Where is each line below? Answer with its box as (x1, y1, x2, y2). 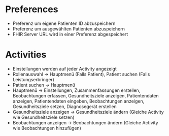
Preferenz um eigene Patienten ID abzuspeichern (12, 20, 116, 26)
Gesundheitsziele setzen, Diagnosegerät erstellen (12, 103, 117, 110)
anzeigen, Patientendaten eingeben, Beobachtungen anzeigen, (12, 98, 145, 104)
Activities (5, 49, 47, 60)
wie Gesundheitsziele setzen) (12, 114, 75, 120)
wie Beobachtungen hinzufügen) (12, 125, 81, 131)
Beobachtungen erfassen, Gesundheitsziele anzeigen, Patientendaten (12, 92, 159, 98)
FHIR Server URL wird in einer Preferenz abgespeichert (12, 31, 128, 37)
